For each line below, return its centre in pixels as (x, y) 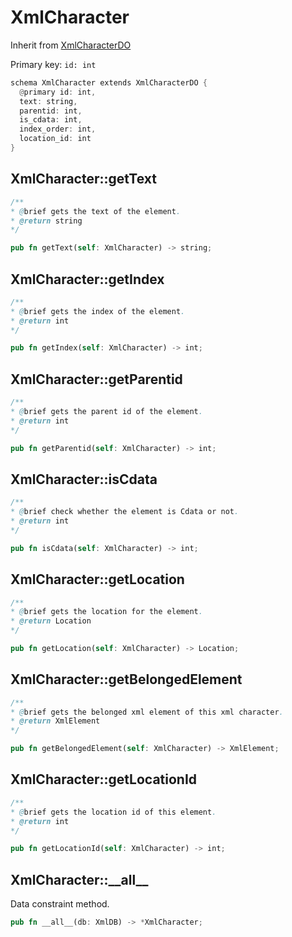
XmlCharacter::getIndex (87, 279)
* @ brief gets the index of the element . (98, 311)
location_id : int (55, 139)
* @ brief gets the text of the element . (96, 211)
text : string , (48, 101)
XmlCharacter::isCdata (84, 479)
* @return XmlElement (55, 721)
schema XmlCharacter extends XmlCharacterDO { (109, 82)
